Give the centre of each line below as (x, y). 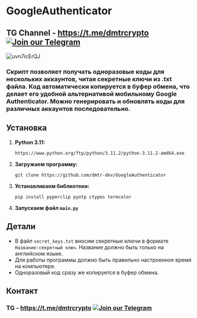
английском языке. (39, 253)
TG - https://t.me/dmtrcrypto (49, 308)
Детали (21, 227)
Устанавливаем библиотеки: (52, 186)
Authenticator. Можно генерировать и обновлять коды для (96, 101)
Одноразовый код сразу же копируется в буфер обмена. (87, 272)
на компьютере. (35, 266)
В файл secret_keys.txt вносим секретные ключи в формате (91, 241)
